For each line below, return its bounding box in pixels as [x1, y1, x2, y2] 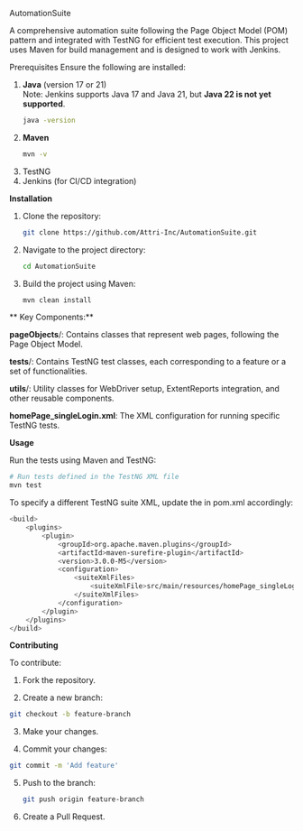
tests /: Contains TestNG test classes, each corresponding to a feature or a [9, 356, 287, 367]
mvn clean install [22, 295, 92, 305]
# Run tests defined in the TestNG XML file [9, 473, 179, 482]
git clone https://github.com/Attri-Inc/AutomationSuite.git [22, 227, 258, 237]
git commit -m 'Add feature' [9, 762, 119, 771]
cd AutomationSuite [22, 262, 96, 271]
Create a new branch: [22, 692, 104, 703]
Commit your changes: [22, 743, 107, 754]
